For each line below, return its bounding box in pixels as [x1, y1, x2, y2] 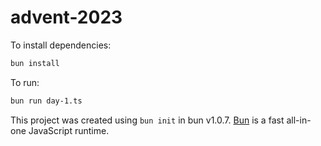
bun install [10, 58, 60, 68]
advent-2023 [10, 6, 123, 29]
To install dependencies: [10, 39, 112, 51]
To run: [10, 76, 40, 88]
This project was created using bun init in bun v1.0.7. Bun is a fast [10, 114, 285, 126]
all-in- [286, 114, 312, 126]
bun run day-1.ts [10, 96, 83, 106]
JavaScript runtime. [28, 124, 110, 136]
